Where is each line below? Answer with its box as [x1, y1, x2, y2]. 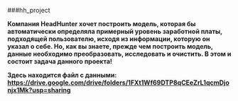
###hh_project [7, 6, 51, 14]
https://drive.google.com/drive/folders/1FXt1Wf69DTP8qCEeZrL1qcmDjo [7, 78, 229, 87]
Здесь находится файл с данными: [7, 71, 117, 79]
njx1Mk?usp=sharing [7, 86, 71, 94]
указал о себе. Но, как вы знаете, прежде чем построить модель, [7, 42, 213, 50]
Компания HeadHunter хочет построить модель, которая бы [7, 20, 196, 28]
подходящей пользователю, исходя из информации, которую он [7, 35, 210, 43]
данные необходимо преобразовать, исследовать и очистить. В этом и [7, 49, 232, 58]
